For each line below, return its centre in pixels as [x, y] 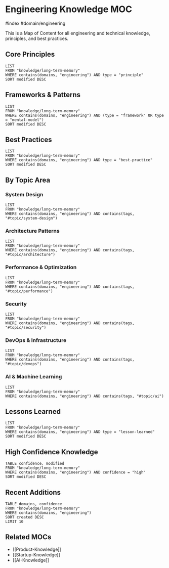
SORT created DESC [25, 517]
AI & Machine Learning [34, 377]
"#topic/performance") [29, 291]
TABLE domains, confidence [34, 504]
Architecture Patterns [32, 231]
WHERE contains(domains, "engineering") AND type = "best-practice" [79, 160]
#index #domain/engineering [35, 23]
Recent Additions [33, 492]
